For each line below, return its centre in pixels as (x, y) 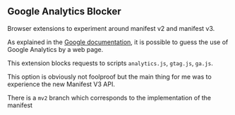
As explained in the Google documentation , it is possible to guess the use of (118, 42)
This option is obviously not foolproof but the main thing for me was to (109, 76)
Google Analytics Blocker (64, 12)
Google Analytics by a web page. (55, 49)
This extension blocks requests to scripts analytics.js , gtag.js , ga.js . (110, 63)
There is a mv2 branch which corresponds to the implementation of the (109, 97)
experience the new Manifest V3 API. (61, 84)
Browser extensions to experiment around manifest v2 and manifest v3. (111, 28)
